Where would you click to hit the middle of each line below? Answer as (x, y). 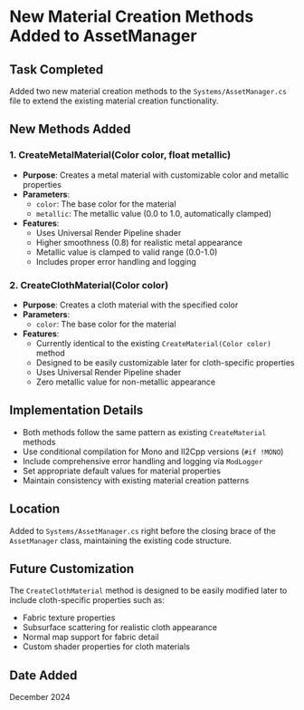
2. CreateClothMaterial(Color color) (89, 285)
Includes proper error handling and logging (116, 261)
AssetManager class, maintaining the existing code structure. (121, 540)
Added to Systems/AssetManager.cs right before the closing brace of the (142, 530)
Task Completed (57, 69)
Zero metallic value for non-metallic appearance (125, 382)
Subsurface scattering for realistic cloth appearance (119, 627)
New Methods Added (70, 129)
